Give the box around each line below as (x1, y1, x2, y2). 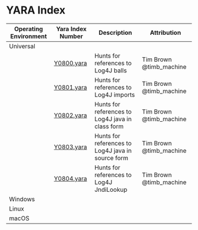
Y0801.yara (54, 83, 87, 91)
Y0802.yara (54, 111, 87, 119)
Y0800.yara (54, 59, 87, 67)
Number (60, 32, 84, 40)
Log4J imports (94, 91, 136, 99)
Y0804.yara (54, 174, 87, 182)
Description (98, 28, 133, 36)
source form (94, 154, 128, 162)
